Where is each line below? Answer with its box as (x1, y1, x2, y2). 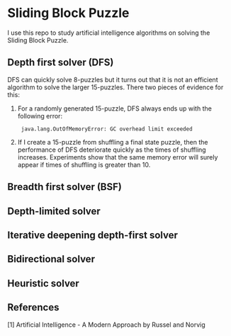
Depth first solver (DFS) (7, 57, 114, 69)
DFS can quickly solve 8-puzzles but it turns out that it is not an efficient (7, 75, 218, 84)
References (7, 301, 60, 313)
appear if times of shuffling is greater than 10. (17, 160, 151, 169)
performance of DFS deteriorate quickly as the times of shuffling (17, 145, 207, 154)
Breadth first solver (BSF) (7, 181, 122, 193)
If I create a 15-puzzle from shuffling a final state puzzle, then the (17, 138, 208, 146)
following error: (17, 111, 62, 120)
